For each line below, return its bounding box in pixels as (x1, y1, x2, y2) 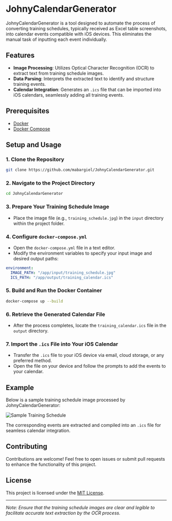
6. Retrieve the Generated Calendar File (6, 310, 106, 318)
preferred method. (13, 357, 52, 364)
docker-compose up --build (6, 299, 63, 304)
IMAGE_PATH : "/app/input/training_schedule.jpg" (10, 270, 116, 275)
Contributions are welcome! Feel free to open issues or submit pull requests (6, 456, 165, 462)
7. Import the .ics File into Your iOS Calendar (6, 341, 118, 348)
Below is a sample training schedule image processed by (6, 397, 126, 403)
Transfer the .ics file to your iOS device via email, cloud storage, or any (13, 352, 164, 358)
